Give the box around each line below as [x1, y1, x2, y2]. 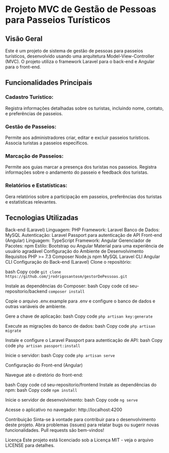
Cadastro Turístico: [5, 93, 54, 100]
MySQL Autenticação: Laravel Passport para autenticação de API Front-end [5, 232, 162, 238]
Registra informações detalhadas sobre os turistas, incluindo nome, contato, [5, 105, 164, 111]
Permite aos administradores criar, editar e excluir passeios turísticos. [5, 134, 150, 140]
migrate [5, 328, 22, 334]
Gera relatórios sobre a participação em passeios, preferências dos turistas [5, 193, 162, 199]
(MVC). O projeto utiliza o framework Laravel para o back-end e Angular [5, 59, 155, 64]
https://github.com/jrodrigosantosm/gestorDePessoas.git [5, 274, 128, 279]
